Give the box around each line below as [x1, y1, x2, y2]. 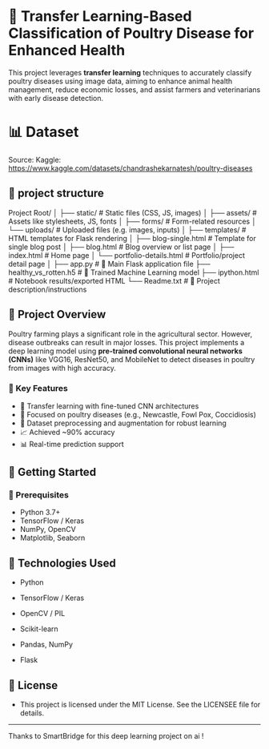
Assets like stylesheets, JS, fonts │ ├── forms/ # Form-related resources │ [8, 216, 257, 226]
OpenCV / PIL [19, 609, 66, 618]
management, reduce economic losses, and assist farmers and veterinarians [8, 84, 261, 95]
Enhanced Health [8, 42, 126, 59]
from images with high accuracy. [8, 363, 116, 372]
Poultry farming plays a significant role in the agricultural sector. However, [8, 328, 253, 339]
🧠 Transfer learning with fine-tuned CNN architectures [19, 401, 199, 411]
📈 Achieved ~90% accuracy [19, 427, 115, 437]
